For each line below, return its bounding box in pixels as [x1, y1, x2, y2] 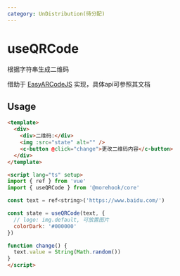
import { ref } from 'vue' [7, 177, 86, 185]
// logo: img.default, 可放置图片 [13, 216, 110, 223]
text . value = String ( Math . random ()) [13, 249, 121, 256]
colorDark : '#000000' [13, 222, 77, 230]
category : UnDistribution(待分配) [7, 10, 105, 18]
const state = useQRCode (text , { [7, 210, 105, 217]
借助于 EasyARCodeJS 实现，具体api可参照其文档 [7, 80, 151, 88]
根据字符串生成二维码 [7, 65, 69, 73]
